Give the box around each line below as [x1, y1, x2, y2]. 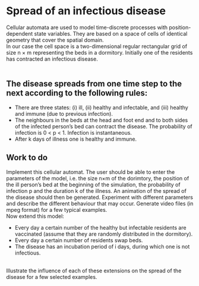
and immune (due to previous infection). [14, 110, 113, 117]
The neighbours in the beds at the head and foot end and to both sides [14, 116, 188, 123]
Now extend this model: [6, 212, 64, 220]
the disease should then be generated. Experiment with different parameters [6, 193, 193, 201]
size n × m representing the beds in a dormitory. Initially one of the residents [6, 49, 193, 56]
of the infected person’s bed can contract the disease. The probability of [14, 123, 192, 130]
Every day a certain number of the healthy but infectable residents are [14, 224, 187, 231]
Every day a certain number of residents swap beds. [14, 236, 143, 244]
